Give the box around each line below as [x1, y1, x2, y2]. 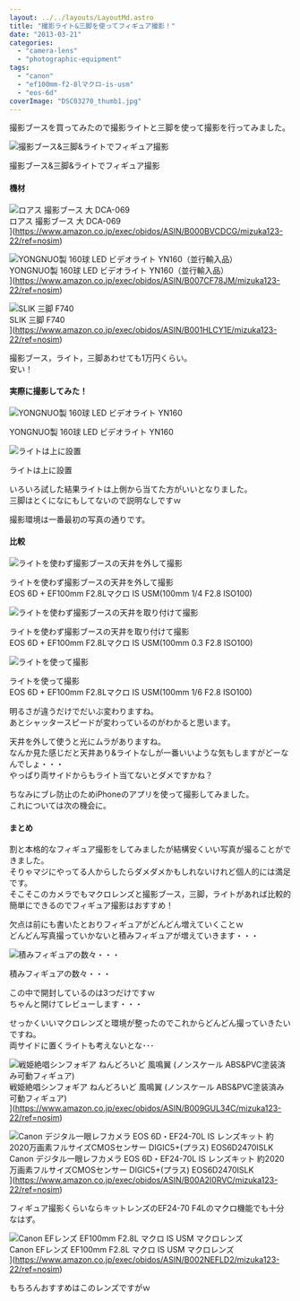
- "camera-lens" [17, 47, 78, 56]
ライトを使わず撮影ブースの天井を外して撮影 [9, 576, 174, 588]
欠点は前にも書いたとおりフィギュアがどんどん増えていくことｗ [9, 919, 244, 930]
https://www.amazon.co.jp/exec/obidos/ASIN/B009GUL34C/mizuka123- [14, 1103, 282, 1113]
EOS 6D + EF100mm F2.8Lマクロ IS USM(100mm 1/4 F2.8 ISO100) [9, 588, 253, 598]
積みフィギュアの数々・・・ [9, 968, 112, 979]
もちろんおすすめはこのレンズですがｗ [9, 1282, 150, 1293]
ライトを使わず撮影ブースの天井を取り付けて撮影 [9, 625, 190, 637]
